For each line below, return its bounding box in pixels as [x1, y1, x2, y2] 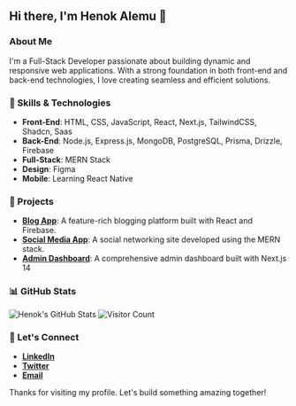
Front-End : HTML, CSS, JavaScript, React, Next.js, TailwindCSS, [21, 116, 257, 127]
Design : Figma [21, 163, 76, 174]
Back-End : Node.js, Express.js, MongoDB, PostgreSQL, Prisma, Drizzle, [21, 135, 283, 146]
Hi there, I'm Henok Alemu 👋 [9, 9, 167, 24]
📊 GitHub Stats [9, 285, 77, 298]
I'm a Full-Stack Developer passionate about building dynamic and [9, 55, 251, 66]
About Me [9, 35, 53, 48]
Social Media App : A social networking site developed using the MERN [21, 234, 281, 245]
